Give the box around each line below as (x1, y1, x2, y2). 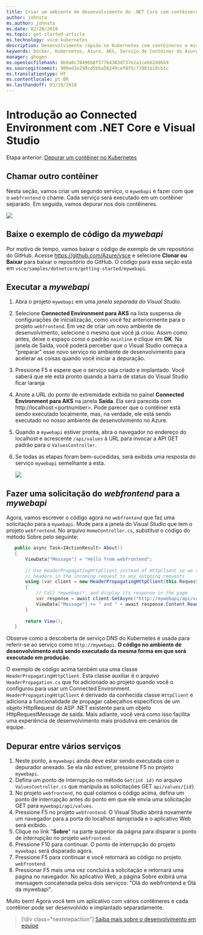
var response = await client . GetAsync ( (36, 595, 137, 602)
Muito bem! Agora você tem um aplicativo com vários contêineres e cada (6, 897, 188, 905)
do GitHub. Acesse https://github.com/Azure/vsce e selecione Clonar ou (6, 252, 187, 259)
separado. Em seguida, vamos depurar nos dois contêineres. (6, 200, 158, 208)
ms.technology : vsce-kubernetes (6, 37, 88, 43)
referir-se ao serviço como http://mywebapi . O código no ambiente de (6, 641, 182, 648)
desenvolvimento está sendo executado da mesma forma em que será (6, 648, 186, 655)
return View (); (25, 618, 63, 624)
